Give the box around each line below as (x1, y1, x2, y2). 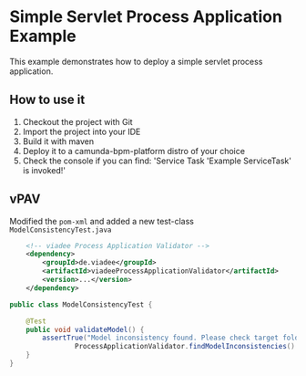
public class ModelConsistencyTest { (9, 299, 153, 309)
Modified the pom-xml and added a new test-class (9, 215, 194, 226)
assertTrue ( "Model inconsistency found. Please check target (42, 333, 280, 343)
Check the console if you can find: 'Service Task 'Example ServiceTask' (22, 155, 291, 166)
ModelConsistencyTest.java (9, 225, 112, 235)
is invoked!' (22, 164, 66, 175)
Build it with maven (22, 135, 95, 147)
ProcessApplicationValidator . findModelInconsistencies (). (74, 342, 300, 351)
